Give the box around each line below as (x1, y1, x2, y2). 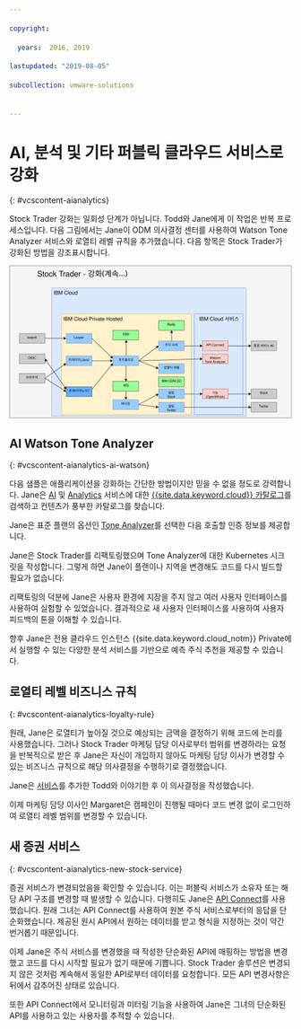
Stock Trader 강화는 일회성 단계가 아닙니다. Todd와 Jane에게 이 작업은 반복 (9, 214, 275, 224)
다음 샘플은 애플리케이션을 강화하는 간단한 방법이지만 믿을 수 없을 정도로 (9, 478, 261, 488)
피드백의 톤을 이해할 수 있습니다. (9, 613, 123, 624)
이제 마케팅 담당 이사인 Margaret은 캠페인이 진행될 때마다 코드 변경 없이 (9, 799, 260, 810)
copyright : (9, 23, 50, 33)
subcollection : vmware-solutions (9, 81, 134, 90)
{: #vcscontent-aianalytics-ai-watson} (9, 459, 150, 471)
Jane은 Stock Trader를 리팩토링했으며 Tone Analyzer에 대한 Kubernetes (9, 550, 269, 560)
